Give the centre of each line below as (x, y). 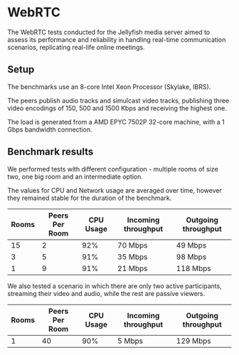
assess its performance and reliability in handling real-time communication (117, 39)
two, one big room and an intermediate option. (75, 176)
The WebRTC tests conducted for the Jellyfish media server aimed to (109, 32)
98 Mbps (191, 257)
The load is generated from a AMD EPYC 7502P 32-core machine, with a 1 (116, 122)
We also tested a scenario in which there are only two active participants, (115, 286)
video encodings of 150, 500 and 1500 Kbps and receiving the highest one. (117, 108)
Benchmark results (51, 152)
